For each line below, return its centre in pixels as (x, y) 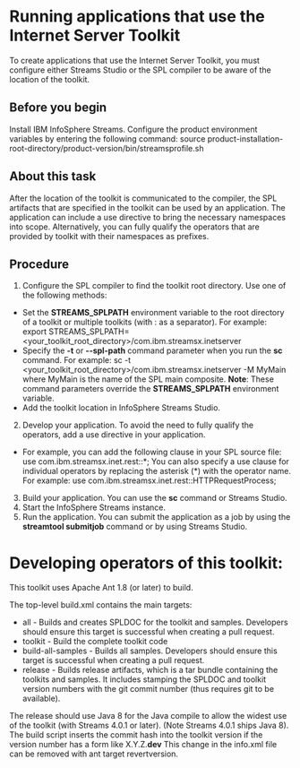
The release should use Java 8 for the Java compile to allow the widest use (148, 716)
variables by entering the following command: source (107, 138)
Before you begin (58, 108)
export (34, 332)
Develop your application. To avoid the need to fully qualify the (137, 425)
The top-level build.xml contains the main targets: (101, 605)
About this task (53, 177)
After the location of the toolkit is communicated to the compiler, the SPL (143, 198)
